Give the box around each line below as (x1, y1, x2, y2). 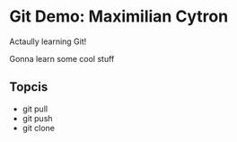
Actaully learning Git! (9, 36, 87, 47)
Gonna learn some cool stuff (9, 53, 115, 64)
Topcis (9, 79, 48, 95)
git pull (22, 103, 48, 114)
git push (22, 112, 53, 123)
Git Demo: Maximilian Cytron (9, 6, 229, 27)
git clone (22, 122, 56, 133)
